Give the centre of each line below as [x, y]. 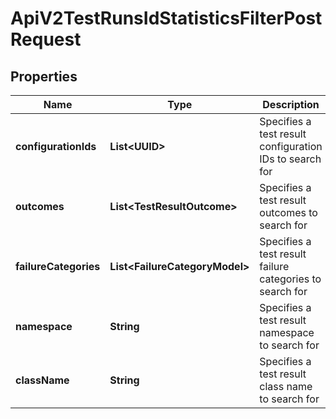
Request [46, 39]
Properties [44, 76]
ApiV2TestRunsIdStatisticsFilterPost [166, 18]
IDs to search [290, 159]
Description [291, 104]
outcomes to [288, 212]
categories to [290, 279]
